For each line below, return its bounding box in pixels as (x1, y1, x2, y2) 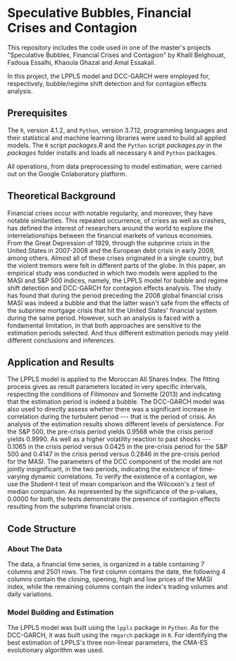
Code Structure (7, 523, 76, 535)
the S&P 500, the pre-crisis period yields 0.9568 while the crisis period (7, 428, 213, 436)
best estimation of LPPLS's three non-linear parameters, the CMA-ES (7, 638, 208, 647)
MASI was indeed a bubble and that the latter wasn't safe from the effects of (7, 298, 230, 307)
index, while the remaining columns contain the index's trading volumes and (7, 583, 228, 591)
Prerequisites (7, 107, 68, 119)
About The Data (7, 544, 63, 554)
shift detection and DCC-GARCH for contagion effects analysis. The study (7, 283, 222, 292)
